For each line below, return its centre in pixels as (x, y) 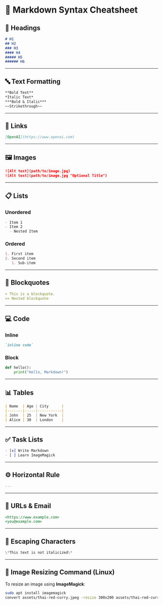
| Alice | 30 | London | (34, 420)
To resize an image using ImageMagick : (45, 584)
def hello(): (18, 368)
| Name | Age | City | (34, 406)
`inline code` (19, 345)
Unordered (18, 212)
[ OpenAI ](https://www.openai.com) (40, 137)
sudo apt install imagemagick (36, 593)
